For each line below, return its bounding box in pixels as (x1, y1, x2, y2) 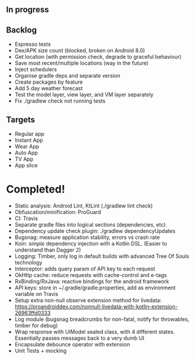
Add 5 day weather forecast (14, 85, 83, 92)
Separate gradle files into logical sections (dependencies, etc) (14, 221, 166, 228)
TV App (14, 155, 34, 163)
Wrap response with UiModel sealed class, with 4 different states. (14, 328, 175, 335)
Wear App (14, 143, 40, 150)
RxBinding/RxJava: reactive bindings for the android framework (14, 278, 170, 285)
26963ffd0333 (14, 309, 51, 316)
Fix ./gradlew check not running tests (14, 97, 106, 104)
